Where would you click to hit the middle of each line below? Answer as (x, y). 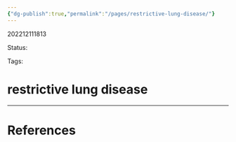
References (41, 130)
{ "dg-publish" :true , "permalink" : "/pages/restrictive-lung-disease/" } (111, 14)
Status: (18, 47)
